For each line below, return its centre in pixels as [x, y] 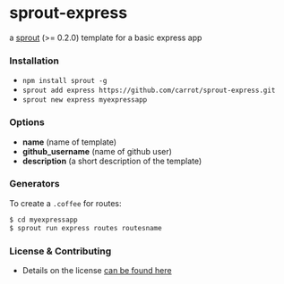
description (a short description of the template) [112, 161]
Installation [34, 61]
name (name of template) [69, 142]
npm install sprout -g [65, 81]
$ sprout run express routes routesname [86, 228]
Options [27, 122]
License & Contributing [60, 251]
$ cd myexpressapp [43, 220]
